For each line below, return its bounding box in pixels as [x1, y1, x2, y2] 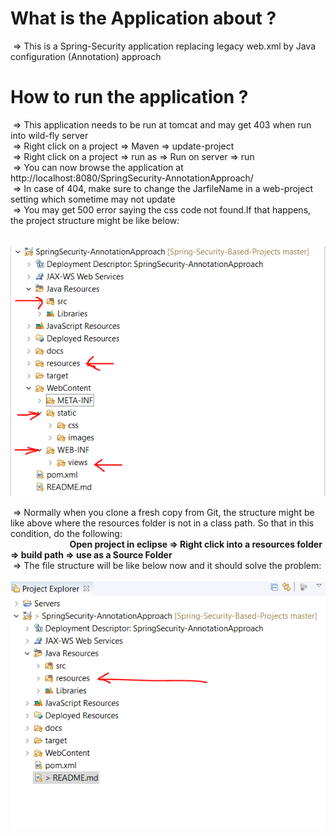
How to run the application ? [10, 86, 249, 109]
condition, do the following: [10, 527, 123, 539]
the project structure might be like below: [10, 214, 180, 226]
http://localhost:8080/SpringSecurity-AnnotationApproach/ [10, 172, 254, 184]
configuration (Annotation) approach [10, 50, 162, 62]
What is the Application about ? [10, 7, 277, 30]
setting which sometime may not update [10, 193, 176, 205]
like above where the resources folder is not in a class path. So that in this [10, 517, 315, 529]
